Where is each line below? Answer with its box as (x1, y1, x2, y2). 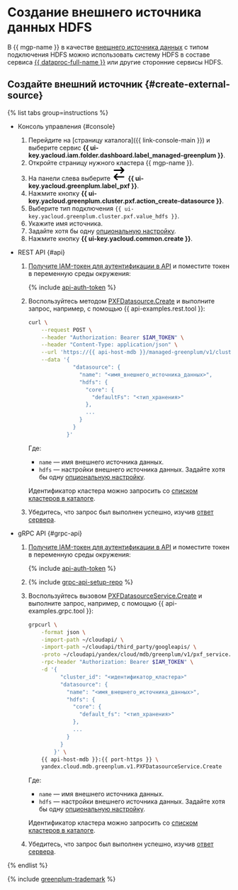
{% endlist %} (7, 861, 48, 869)
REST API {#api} (17, 247, 66, 256)
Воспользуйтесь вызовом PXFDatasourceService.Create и (28, 591, 203, 600)
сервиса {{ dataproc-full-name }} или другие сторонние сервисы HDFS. (7, 57, 223, 66)
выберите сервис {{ (28, 143, 89, 152)
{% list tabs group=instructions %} (7, 108, 108, 117)
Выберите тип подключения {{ (28, 204, 122, 213)
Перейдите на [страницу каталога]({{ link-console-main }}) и (28, 135, 210, 144)
